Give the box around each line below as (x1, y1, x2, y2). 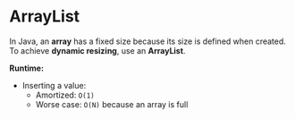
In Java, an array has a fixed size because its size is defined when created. (9, 36, 286, 47)
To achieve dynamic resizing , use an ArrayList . (9, 45, 186, 55)
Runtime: (9, 63, 45, 73)
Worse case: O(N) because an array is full (35, 98, 189, 109)
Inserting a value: (21, 80, 87, 90)
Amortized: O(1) (35, 89, 96, 100)
